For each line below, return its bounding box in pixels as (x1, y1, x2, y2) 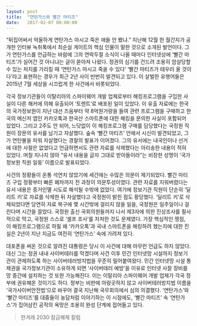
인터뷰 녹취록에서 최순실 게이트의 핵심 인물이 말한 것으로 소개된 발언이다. (16, 43, 183, 51)
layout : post (6, 8, 38, 15)
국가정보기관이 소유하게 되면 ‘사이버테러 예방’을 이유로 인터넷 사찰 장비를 (21, 265, 188, 272)
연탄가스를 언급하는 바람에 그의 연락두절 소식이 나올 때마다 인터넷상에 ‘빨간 (12, 51, 183, 58)
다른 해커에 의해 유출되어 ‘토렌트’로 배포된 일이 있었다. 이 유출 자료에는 (16, 100, 178, 107)
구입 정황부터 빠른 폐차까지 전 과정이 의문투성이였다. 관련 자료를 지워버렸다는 (12, 179, 188, 186)
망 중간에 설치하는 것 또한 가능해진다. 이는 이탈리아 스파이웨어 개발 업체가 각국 (6, 272, 185, 279)
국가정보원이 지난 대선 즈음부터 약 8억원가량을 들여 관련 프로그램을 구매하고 (12, 107, 185, 115)
